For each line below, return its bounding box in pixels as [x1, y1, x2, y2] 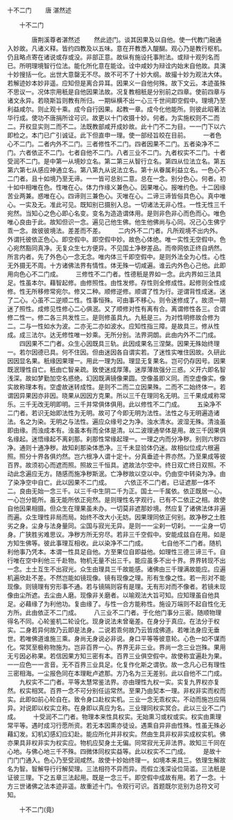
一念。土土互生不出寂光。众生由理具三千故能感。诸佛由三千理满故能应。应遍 [7, 565, 226, 573]
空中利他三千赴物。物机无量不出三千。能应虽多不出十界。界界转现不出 [25, 556, 226, 564]
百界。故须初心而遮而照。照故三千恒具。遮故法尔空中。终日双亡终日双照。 [7, 461, 220, 469]
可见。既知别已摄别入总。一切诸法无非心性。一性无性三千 [61, 201, 226, 208]
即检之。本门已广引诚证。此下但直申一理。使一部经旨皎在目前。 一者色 [7, 131, 222, 139]
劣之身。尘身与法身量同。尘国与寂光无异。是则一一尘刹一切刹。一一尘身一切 [7, 521, 226, 530]
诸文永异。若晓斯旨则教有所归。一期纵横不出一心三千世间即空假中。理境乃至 [7, 97, 226, 104]
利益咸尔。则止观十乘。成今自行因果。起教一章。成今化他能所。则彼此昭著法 [7, 105, 226, 113]
